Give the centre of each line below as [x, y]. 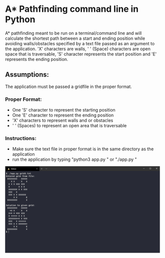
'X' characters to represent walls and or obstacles [63, 120]
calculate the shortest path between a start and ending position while [75, 38]
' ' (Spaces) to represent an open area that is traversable [69, 126]
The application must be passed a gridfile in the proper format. [69, 86]
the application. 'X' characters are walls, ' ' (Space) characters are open [78, 49]
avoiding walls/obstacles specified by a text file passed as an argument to [80, 43]
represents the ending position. [37, 59]
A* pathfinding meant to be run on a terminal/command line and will [73, 33]
